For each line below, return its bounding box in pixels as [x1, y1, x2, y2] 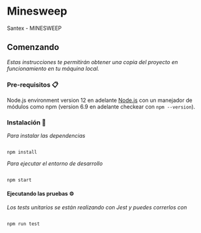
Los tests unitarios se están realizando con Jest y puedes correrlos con [7, 203, 188, 211]
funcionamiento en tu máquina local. [7, 65, 100, 72]
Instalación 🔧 [7, 118, 46, 126]
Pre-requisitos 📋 [7, 81, 58, 89]
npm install [7, 149, 37, 156]
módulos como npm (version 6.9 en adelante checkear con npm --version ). [7, 103, 196, 110]
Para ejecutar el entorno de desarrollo [7, 160, 103, 167]
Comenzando [7, 42, 60, 52]
